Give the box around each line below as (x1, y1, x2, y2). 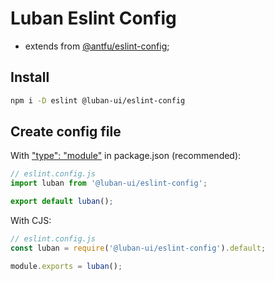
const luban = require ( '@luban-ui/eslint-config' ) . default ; (10, 243, 267, 253)
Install (10, 69, 50, 86)
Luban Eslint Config (10, 7, 177, 30)
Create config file (10, 123, 122, 141)
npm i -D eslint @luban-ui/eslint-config (10, 95, 186, 106)
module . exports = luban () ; (10, 261, 123, 271)
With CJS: (10, 215, 52, 227)
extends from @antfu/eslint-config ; (24, 40, 170, 52)
